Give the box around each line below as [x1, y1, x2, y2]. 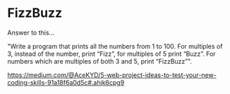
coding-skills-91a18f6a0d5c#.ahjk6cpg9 [7, 78, 125, 86]
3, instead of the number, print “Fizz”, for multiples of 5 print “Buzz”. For [7, 49, 217, 58]
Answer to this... [7, 28, 55, 37]
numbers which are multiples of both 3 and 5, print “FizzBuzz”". [7, 57, 193, 65]
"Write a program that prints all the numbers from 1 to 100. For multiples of [7, 42, 223, 50]
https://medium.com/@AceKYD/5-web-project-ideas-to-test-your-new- [7, 71, 217, 79]
